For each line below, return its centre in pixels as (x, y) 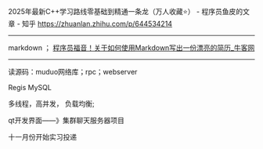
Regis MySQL (30, 87)
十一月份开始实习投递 (42, 137)
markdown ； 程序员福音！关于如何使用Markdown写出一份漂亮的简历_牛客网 (131, 48)
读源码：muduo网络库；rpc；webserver (73, 72)
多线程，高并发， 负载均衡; (52, 104)
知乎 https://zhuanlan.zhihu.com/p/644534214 (97, 24)
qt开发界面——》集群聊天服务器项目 (67, 120)
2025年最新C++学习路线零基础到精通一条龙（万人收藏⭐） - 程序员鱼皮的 (126, 11)
